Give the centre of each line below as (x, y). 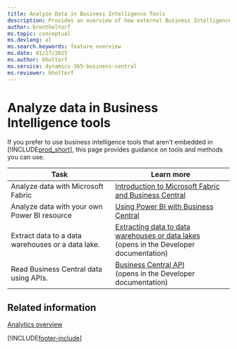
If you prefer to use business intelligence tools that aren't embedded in (110, 142)
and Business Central (150, 195)
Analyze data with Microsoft (57, 186)
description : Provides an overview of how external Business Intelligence (120, 20)
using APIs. (29, 278)
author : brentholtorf (39, 27)
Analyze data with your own (57, 207)
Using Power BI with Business (164, 207)
